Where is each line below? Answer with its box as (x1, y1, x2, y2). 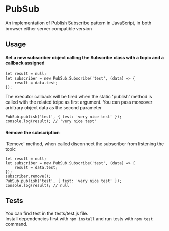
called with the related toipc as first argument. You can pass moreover (5, 99, 153, 105)
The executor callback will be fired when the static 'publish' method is (5, 93, 152, 99)
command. (5, 221, 28, 227)
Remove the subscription (5, 130, 60, 136)
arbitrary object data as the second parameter (5, 104, 102, 110)
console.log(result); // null (5, 183, 70, 188)
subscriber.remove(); (5, 174, 51, 179)
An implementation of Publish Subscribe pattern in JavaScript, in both (5, 20, 152, 26)
